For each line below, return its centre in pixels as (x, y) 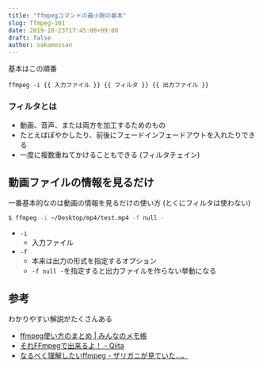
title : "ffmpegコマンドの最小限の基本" (67, 15)
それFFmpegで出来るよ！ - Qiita (72, 345)
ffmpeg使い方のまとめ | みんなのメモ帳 (83, 335)
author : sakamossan (40, 45)
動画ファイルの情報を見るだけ (81, 182)
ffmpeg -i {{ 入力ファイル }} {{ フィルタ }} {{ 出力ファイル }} (109, 85)
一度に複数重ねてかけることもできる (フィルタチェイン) (110, 155)
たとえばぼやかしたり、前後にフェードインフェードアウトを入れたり (130, 135)
